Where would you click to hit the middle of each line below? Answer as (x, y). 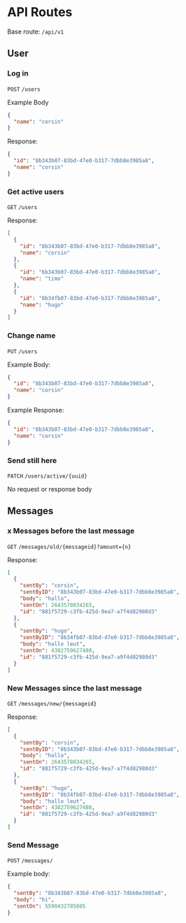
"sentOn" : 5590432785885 (50, 906)
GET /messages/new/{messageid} (52, 703)
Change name (31, 336)
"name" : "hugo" (42, 305)
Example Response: (36, 410)
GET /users (22, 208)
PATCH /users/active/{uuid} (47, 476)
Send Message (33, 845)
